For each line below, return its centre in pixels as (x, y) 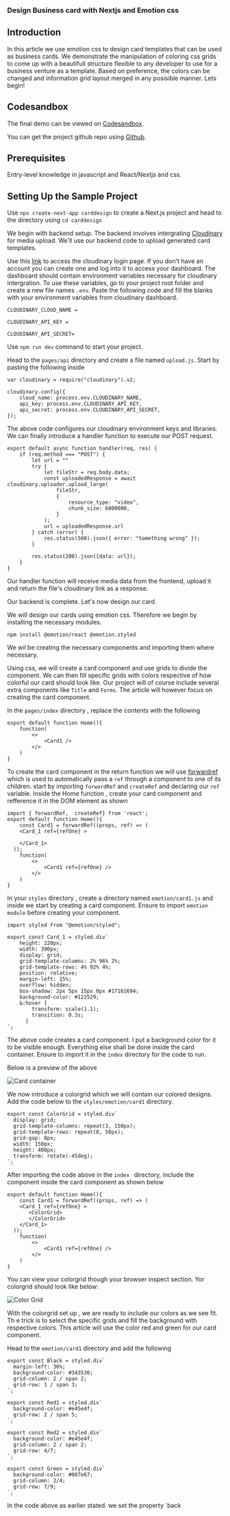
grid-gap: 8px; (35, 1138)
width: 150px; (33, 1144)
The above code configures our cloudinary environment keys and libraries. (112, 429)
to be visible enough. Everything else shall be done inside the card (101, 1047)
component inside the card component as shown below (86, 1182)
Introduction (34, 33)
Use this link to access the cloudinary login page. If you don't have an (105, 261)
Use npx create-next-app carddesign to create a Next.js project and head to (115, 213)
